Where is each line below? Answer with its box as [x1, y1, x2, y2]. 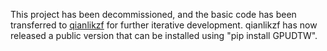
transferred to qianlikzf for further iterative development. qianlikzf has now [10, 19, 318, 31]
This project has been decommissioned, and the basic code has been [10, 9, 297, 20]
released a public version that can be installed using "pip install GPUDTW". [10, 30, 318, 41]
